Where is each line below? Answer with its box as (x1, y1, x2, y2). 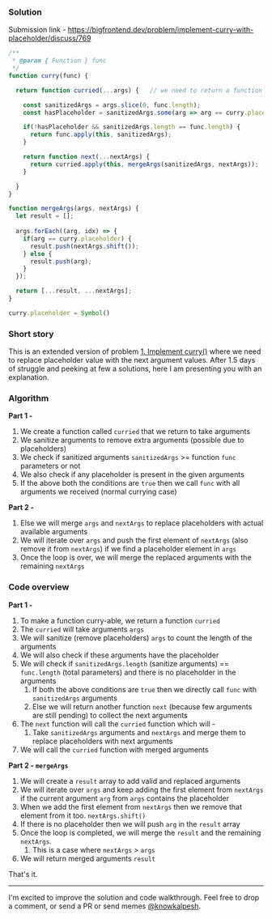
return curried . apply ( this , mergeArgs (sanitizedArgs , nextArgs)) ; (29, 160, 259, 168)
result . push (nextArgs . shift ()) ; (29, 242, 139, 250)
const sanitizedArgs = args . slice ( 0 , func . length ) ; (23, 100, 201, 109)
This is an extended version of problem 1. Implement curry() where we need (8, 347, 261, 356)
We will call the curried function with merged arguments (19, 744, 209, 755)
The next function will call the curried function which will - (19, 719, 216, 729)
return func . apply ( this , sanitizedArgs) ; (29, 130, 172, 139)
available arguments (19, 527, 88, 537)
